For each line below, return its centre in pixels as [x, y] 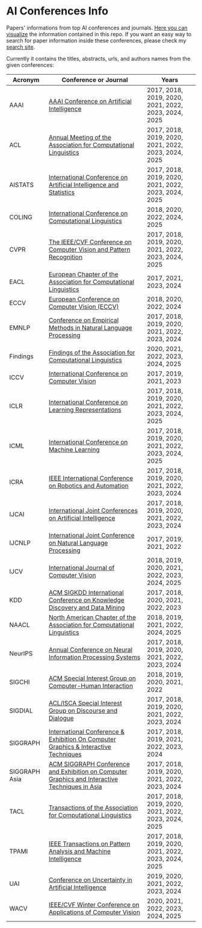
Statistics [62, 192]
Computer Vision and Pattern [89, 249]
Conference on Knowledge [86, 600]
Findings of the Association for [92, 352]
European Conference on [84, 299]
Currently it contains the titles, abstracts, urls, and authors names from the [99, 58]
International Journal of [81, 568]
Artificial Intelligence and [84, 185]
